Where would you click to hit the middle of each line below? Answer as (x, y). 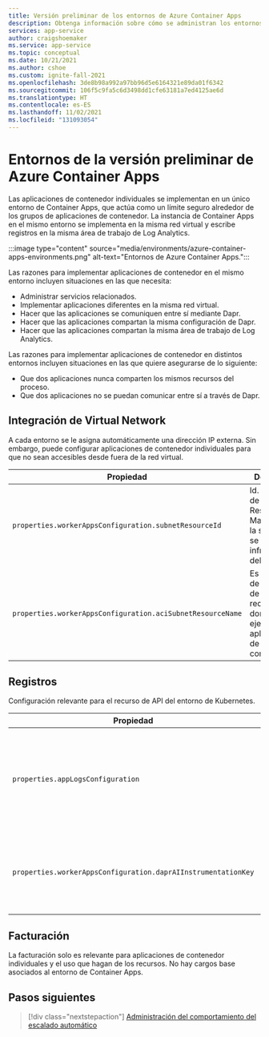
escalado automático (62, 1025)
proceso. (34, 387)
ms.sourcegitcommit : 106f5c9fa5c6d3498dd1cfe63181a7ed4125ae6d (116, 90)
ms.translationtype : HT (48, 98)
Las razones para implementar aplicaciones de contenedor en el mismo (126, 272)
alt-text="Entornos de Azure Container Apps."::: (171, 256)
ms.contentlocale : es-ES (50, 105)
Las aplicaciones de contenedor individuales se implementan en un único (129, 199)
